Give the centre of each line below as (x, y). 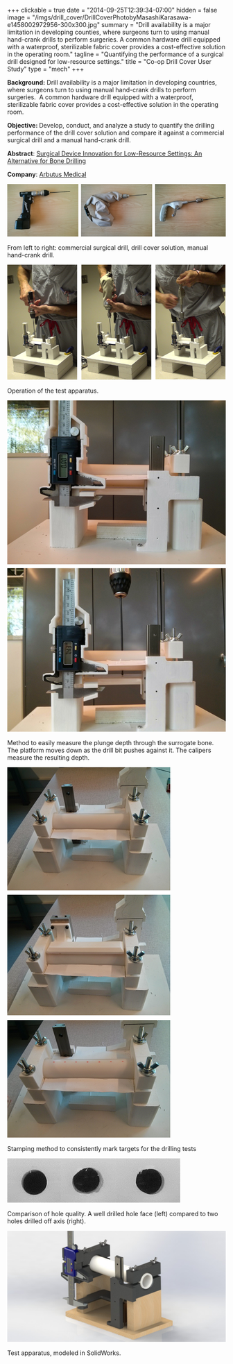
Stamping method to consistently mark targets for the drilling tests (102, 1149)
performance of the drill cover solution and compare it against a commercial (116, 133)
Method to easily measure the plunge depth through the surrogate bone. (111, 743)
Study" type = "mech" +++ (46, 69)
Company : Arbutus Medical (47, 174)
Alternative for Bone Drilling (47, 161)
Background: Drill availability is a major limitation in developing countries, (112, 82)
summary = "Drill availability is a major (156, 25)
